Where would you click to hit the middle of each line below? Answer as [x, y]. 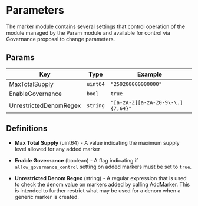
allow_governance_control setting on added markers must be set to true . [103, 167]
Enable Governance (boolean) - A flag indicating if [76, 160]
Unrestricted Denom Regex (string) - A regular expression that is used [100, 178]
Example [150, 74]
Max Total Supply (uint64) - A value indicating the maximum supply [97, 142]
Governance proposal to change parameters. [61, 39]
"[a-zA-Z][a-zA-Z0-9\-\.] [147, 102]
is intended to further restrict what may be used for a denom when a [98, 190]
